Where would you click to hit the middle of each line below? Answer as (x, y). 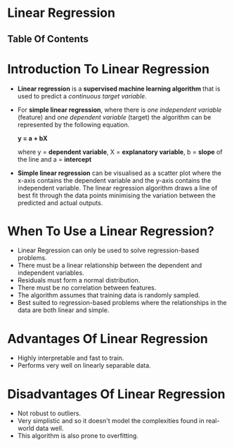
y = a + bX (32, 138)
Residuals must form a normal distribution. (79, 280)
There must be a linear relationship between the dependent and (110, 266)
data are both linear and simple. (63, 310)
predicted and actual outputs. (60, 202)
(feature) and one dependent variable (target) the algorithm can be (114, 117)
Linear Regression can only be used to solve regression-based (108, 250)
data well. (50, 428)
